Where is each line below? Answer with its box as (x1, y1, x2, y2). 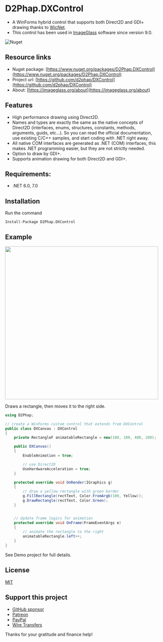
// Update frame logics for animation (14, 516, 93, 521)
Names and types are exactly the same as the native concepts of (12, 119, 143, 125)
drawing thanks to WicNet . (12, 24, 66, 30)
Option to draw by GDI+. (12, 150, 62, 157)
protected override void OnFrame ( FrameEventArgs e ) (14, 520, 121, 525)
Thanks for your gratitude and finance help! (5, 631, 93, 637)
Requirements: (5, 170, 51, 178)
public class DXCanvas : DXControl (5, 426, 78, 431)
